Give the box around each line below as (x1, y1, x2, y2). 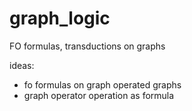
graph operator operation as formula (23, 89, 175, 101)
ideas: (9, 59, 35, 71)
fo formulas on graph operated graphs (23, 78, 182, 91)
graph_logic (9, 7, 111, 30)
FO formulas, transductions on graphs (9, 40, 166, 52)
